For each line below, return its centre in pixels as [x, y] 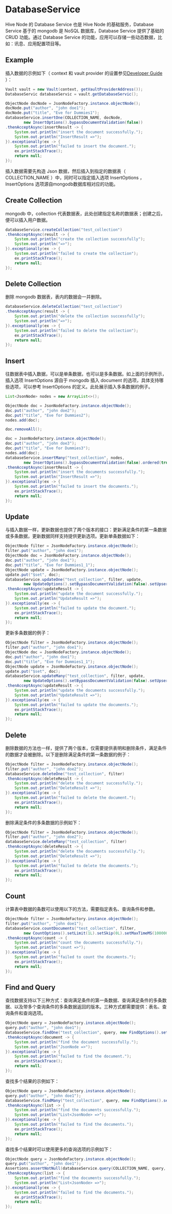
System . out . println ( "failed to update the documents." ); [77, 705]
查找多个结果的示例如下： [32, 1081]
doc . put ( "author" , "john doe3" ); [41, 444]
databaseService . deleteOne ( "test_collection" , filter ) [65, 774]
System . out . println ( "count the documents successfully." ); [79, 943]
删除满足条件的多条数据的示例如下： [44, 822]
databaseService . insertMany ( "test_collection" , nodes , [65, 458]
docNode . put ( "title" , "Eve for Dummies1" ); [52, 113]
